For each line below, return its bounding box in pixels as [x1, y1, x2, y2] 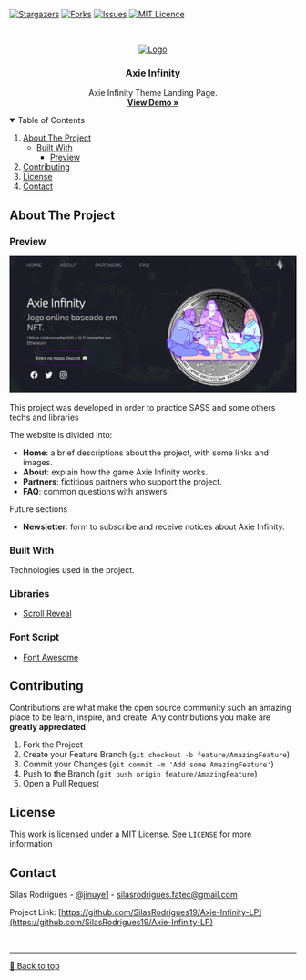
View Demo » [127, 97, 179, 109]
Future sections [9, 503, 68, 515]
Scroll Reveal [22, 608, 72, 620]
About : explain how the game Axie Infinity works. [22, 466, 208, 477]
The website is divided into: [9, 429, 113, 440]
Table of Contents [17, 115, 85, 126]
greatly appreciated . [9, 722, 88, 733]
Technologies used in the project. [9, 564, 135, 575]
